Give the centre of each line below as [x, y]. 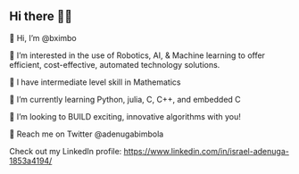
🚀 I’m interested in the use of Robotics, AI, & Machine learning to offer [137, 55]
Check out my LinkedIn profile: [66, 151]
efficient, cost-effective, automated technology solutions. [115, 64]
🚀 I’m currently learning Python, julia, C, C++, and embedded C [125, 99]
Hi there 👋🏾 [41, 17]
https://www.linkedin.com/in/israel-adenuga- [207, 151]
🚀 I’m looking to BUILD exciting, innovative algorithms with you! [125, 116]
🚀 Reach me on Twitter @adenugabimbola [87, 134]
